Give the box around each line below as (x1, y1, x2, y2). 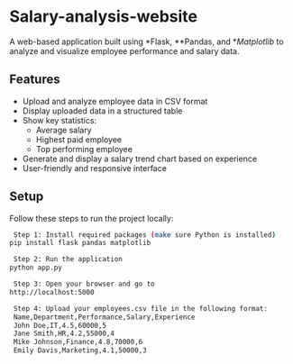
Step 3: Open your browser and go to (13, 279, 155, 289)
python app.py (9, 263, 63, 272)
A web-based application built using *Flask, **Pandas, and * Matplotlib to (9, 36, 284, 47)
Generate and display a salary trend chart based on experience (22, 153, 258, 164)
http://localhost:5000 (9, 287, 95, 296)
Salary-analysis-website (9, 6, 198, 27)
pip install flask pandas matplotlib (9, 239, 151, 248)
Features (9, 72, 60, 87)
